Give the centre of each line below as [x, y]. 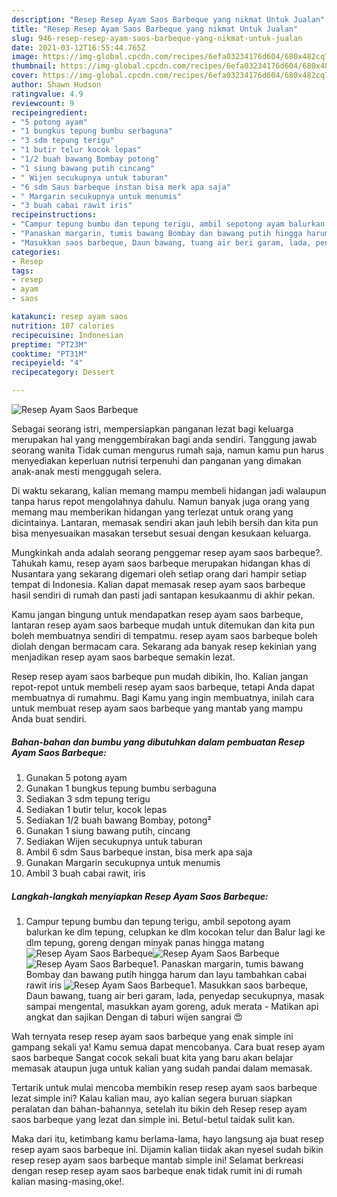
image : [25, 57]
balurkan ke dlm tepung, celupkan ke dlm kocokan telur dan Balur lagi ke [175, 932]
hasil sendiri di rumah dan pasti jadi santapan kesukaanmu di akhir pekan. [163, 595]
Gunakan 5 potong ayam [76, 777]
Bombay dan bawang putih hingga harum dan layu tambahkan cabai [166, 974]
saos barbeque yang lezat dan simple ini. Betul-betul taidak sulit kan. [153, 1119]
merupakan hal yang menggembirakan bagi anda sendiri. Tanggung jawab [164, 439]
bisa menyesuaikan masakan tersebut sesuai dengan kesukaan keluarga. [161, 533]
